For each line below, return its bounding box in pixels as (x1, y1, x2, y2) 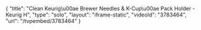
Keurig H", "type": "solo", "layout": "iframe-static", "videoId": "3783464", (5, 11, 187, 18)
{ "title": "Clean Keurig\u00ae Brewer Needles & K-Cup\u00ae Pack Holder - (5, 5, 196, 12)
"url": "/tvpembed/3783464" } (5, 18, 81, 24)
